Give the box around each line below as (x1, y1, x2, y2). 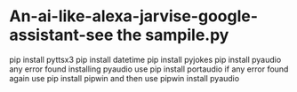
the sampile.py (116, 25, 229, 45)
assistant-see (9, 25, 114, 45)
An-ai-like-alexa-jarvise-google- (9, 6, 259, 27)
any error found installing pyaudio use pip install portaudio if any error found (9, 64, 289, 74)
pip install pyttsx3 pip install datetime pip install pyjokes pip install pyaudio (9, 54, 282, 65)
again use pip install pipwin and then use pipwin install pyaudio (9, 73, 240, 83)
